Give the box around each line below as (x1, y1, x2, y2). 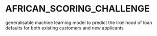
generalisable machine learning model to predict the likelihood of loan (5, 19, 152, 25)
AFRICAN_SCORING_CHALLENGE (5, 3, 150, 14)
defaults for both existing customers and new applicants (5, 24, 124, 30)
